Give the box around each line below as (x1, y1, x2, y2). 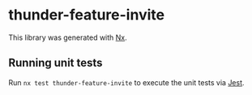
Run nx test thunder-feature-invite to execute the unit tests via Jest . (8, 77, 245, 87)
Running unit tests (8, 56, 103, 70)
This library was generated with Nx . (8, 32, 127, 42)
